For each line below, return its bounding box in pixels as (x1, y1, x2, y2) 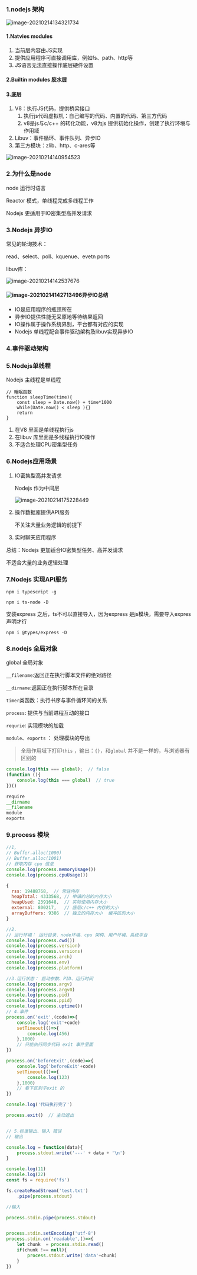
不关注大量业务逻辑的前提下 (14, 521, 83, 528)
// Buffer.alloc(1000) (6, 850, 62, 856)
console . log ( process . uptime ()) (6, 1003, 83, 1009)
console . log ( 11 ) (6, 1166, 46, 1172)
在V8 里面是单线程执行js (14, 426, 74, 433)
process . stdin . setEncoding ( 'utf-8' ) (6, 1231, 96, 1237)
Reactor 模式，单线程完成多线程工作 (6, 197, 94, 204)
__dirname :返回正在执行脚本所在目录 (6, 684, 94, 691)
